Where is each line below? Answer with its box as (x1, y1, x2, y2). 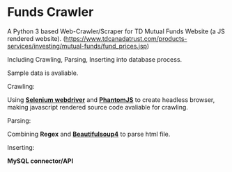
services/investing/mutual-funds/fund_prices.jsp (7, 42, 148, 50)
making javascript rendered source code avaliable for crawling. (7, 103, 188, 111)
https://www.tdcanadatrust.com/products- (65, 34, 187, 42)
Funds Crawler (7, 4, 94, 20)
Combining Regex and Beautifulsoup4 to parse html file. (7, 130, 171, 138)
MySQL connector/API (7, 157, 74, 165)
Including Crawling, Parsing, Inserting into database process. (7, 55, 183, 63)
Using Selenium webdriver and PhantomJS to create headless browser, (7, 95, 215, 104)
